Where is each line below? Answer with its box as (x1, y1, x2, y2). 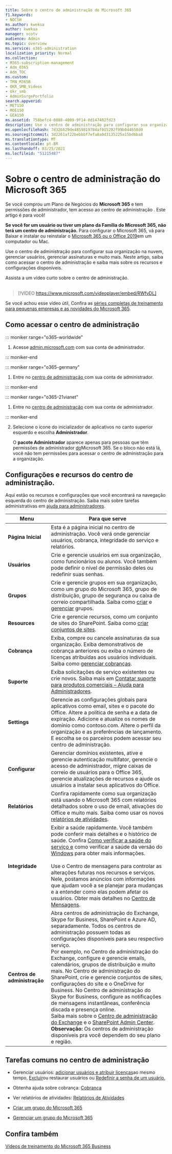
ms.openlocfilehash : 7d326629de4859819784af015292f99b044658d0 (5, 127, 143, 132)
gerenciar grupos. (51, 605, 94, 612)
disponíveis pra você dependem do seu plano (51, 1032, 161, 1039)
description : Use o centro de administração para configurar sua (5, 122, 147, 128)
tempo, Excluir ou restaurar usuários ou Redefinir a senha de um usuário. (12, 1075, 165, 1081)
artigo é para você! (5, 212, 46, 218)
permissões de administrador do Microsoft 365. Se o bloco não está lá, (12, 444, 161, 450)
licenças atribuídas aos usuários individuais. (51, 654, 157, 661)
